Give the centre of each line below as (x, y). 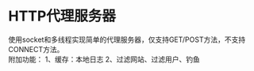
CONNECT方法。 (36, 49)
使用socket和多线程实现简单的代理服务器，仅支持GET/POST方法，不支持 (127, 39)
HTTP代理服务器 (62, 16)
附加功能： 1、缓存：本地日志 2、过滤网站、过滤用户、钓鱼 (104, 59)
